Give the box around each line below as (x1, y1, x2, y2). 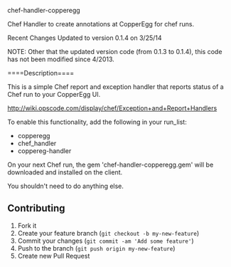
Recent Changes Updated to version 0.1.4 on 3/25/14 (7, 33, 162, 42)
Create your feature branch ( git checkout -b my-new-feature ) (17, 229, 200, 237)
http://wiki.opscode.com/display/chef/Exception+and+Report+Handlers (7, 104, 217, 112)
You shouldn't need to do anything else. (7, 182, 124, 190)
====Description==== (7, 69, 75, 77)
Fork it (17, 221, 37, 230)
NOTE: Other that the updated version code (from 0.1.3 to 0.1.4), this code (7, 48, 222, 56)
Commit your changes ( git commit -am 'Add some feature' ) (17, 236, 194, 245)
